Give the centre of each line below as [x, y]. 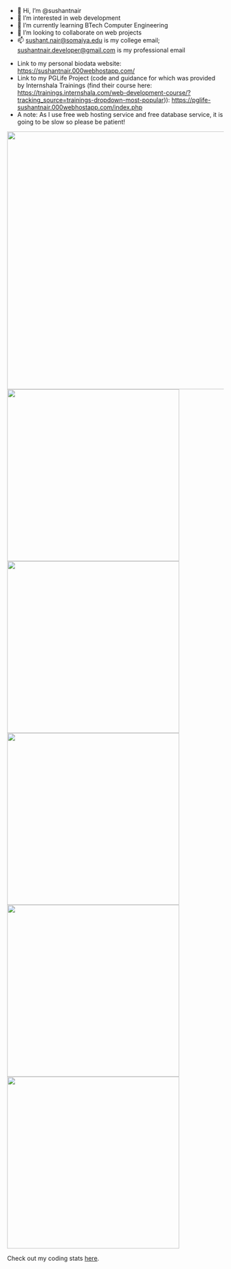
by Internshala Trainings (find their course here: [85, 85]
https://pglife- [191, 100]
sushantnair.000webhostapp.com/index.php [80, 107]
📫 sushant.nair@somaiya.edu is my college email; [88, 40]
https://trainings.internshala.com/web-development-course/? [104, 92]
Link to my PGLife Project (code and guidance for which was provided [116, 78]
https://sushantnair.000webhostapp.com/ [76, 71]
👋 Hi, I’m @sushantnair [49, 11]
